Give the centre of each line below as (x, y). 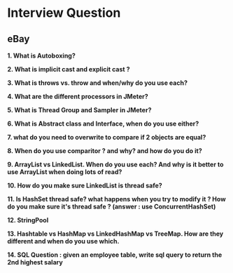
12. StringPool (28, 220)
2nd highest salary (35, 262)
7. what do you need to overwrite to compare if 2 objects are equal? (107, 137)
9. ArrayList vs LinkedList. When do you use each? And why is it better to (115, 164)
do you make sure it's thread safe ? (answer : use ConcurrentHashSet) (112, 206)
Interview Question (64, 13)
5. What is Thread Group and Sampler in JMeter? (79, 110)
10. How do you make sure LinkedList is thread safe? (85, 185)
